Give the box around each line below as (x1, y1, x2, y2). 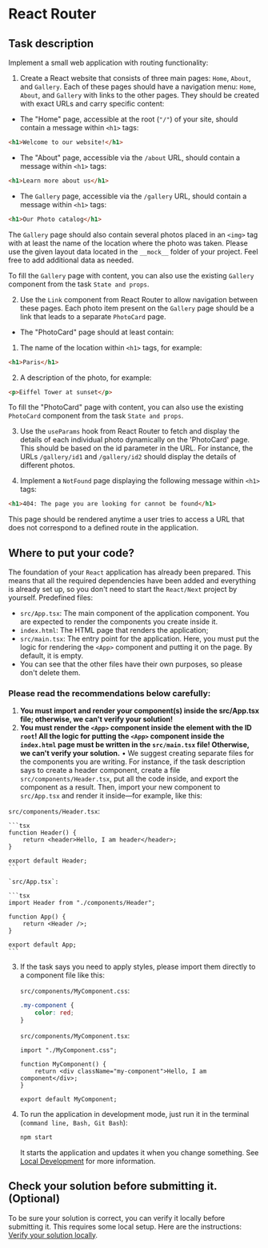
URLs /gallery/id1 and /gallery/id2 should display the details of (19, 452, 237, 462)
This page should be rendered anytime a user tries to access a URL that (8, 514, 246, 524)
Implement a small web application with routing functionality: (8, 58, 209, 67)
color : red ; (34, 1009, 74, 1017)
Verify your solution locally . (8, 1230, 98, 1240)
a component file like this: (19, 970, 106, 980)
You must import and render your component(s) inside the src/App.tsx (19, 706, 260, 716)
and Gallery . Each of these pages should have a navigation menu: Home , (19, 82, 257, 91)
